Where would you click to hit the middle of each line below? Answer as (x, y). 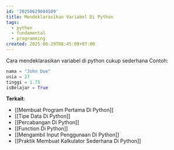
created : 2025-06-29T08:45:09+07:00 (51, 44)
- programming (28, 39)
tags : (13, 22)
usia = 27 (18, 76)
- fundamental (28, 33)
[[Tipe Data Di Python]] (42, 116)
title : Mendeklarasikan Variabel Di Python (60, 17)
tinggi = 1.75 (23, 82)
